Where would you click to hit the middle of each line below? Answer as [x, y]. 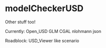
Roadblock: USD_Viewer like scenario [42, 40]
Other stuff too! [20, 22]
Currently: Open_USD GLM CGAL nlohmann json [53, 31]
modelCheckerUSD [44, 8]
